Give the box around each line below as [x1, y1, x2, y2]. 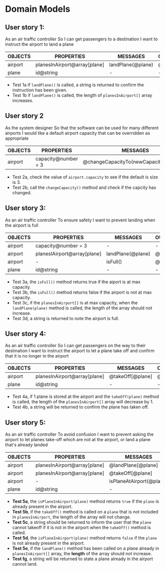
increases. [12, 97, 33, 103]
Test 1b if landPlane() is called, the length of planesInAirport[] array [12, 92, 152, 98]
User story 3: [5, 204, 46, 212]
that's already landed [5, 442, 48, 448]
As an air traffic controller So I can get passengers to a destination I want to [5, 36, 158, 42]
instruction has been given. [12, 87, 68, 93]
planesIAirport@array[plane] [35, 250, 102, 257]
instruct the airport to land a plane [5, 41, 74, 47]
